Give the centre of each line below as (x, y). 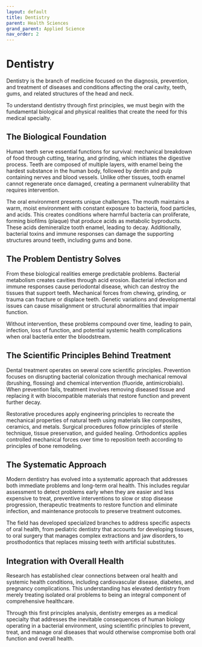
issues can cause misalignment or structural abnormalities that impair (93, 306)
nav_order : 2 (23, 34)
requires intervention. (33, 190)
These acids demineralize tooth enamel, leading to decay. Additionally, (94, 227)
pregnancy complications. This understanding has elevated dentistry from (98, 589)
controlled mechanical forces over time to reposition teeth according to (94, 439)
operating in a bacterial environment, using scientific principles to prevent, (99, 626)
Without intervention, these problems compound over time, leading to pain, (99, 324)
